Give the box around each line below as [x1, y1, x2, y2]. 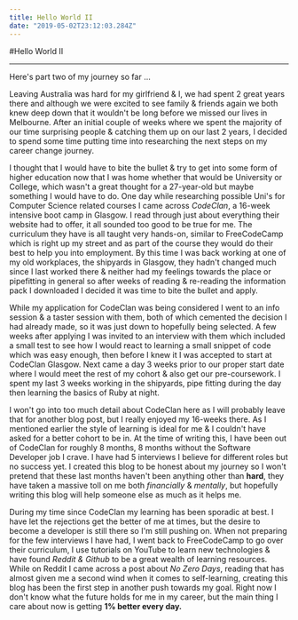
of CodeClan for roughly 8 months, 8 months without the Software [9, 441, 251, 453]
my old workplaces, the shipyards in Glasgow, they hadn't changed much [9, 257, 277, 267]
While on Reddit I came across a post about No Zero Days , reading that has [9, 563, 285, 574]
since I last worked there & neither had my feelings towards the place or [9, 266, 272, 276]
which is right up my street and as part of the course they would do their [9, 237, 273, 249]
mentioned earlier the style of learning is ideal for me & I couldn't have [9, 423, 266, 433]
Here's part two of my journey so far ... [9, 71, 151, 82]
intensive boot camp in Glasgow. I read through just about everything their [9, 210, 280, 220]
